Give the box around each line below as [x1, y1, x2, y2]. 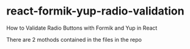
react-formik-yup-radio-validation [6, 4, 185, 18]
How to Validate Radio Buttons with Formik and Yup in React [6, 24, 158, 31]
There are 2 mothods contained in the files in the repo [6, 36, 142, 43]
